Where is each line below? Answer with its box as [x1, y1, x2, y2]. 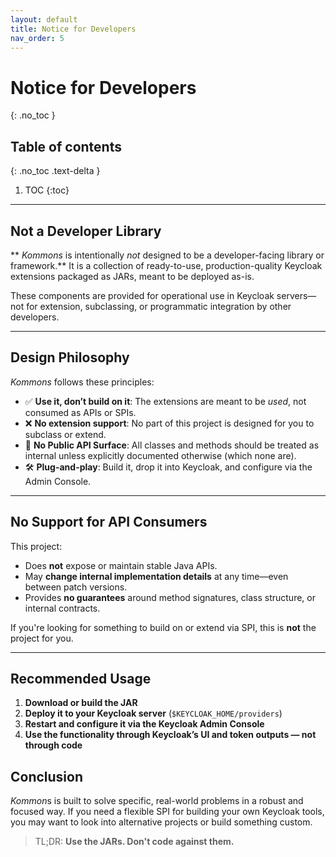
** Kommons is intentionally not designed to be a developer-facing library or [10, 249, 325, 261]
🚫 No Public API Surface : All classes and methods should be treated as [24, 439, 320, 451]
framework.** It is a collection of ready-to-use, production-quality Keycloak [10, 259, 323, 271]
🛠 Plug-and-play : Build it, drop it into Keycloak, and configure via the [24, 461, 313, 473]
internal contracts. [24, 602, 101, 614]
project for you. [10, 632, 74, 644]
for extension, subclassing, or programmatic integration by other [26, 300, 292, 312]
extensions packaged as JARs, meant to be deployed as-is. [10, 270, 255, 282]
